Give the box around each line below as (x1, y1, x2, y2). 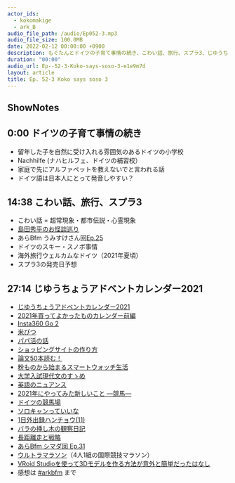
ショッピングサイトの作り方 (17, 345, 98, 354)
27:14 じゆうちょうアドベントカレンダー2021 (7, 283, 203, 295)
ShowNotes (7, 101, 60, 113)
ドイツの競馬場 (17, 398, 61, 406)
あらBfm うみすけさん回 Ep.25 (17, 233, 104, 243)
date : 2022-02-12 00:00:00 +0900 (7, 43, 105, 50)
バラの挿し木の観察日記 (17, 425, 86, 433)
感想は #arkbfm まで (17, 468, 77, 477)
